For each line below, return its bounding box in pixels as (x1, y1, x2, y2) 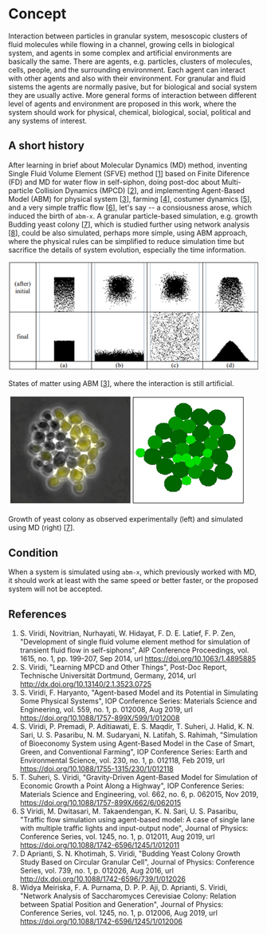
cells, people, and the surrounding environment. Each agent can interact (8, 65, 245, 74)
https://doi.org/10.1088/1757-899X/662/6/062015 (19, 798, 182, 807)
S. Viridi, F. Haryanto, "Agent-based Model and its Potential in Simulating (19, 688, 259, 697)
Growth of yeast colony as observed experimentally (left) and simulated (8, 514, 243, 524)
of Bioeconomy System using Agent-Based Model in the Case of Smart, (19, 739, 255, 748)
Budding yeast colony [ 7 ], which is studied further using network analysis (8, 219, 249, 229)
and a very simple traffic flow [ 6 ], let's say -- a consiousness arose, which (8, 203, 253, 212)
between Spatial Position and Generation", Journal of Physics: (19, 899, 224, 909)
